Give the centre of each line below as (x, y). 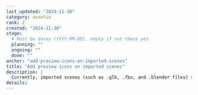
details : (17, 83)
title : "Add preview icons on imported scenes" (66, 66)
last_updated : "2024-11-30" (41, 12)
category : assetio (29, 17)
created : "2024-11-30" (34, 28)
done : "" (22, 55)
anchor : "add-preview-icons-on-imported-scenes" (67, 61)
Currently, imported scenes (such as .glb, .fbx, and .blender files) (100, 77)
